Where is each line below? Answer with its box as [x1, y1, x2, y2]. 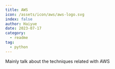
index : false [5, 16, 33, 21]
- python [10, 44, 28, 49]
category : [5, 30, 26, 35]
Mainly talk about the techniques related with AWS [5, 58, 110, 64]
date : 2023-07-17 [5, 26, 42, 31]
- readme [10, 35, 28, 40]
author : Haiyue [5, 21, 37, 26]
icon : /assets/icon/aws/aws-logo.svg [5, 12, 85, 17]
